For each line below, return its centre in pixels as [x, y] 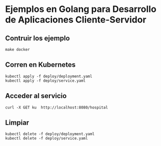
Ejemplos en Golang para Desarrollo [81, 9]
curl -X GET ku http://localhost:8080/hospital [57, 107]
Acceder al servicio [36, 96]
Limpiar [17, 123]
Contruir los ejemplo [38, 38]
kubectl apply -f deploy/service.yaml [45, 81]
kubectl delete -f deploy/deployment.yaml [50, 134]
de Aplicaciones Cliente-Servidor [76, 20]
